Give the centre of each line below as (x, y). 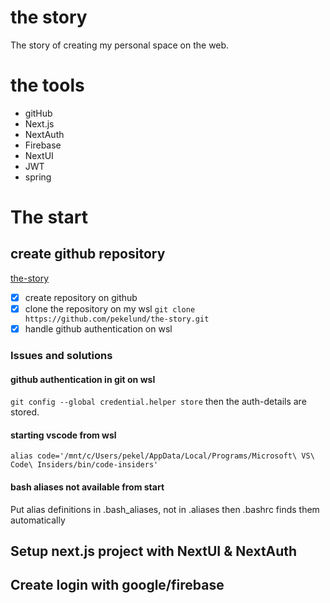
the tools (47, 85)
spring (38, 177)
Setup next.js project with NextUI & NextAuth (154, 551)
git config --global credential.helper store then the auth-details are (158, 402)
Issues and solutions (61, 355)
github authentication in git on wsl (83, 379)
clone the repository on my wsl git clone (110, 308)
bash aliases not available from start (87, 487)
